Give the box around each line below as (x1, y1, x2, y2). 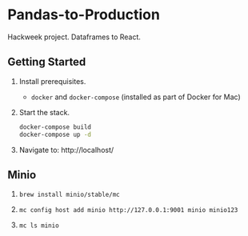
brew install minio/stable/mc (18, 190, 121, 199)
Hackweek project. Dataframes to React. (7, 32, 142, 42)
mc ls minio (18, 222, 59, 230)
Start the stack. (18, 107, 70, 117)
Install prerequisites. (18, 76, 86, 86)
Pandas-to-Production (7, 6, 161, 24)
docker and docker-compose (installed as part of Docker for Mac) (30, 92, 241, 102)
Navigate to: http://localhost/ (18, 145, 114, 154)
